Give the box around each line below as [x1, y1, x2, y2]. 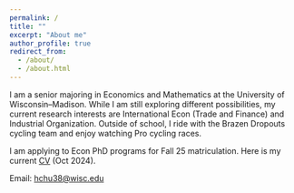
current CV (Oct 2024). [9, 155, 96, 166]
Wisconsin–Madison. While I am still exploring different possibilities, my [9, 98, 276, 109]
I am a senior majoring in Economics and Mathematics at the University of [9, 88, 285, 100]
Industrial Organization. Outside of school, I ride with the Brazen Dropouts [9, 117, 286, 128]
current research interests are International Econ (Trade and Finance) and [9, 108, 285, 119]
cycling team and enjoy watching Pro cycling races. [9, 127, 202, 138]
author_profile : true [9, 38, 92, 48]
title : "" [9, 22, 47, 31]
